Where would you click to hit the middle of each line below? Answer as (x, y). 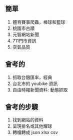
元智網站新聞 (25, 34)
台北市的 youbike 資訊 (35, 83)
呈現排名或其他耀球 (32, 126)
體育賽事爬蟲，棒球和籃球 (39, 22)
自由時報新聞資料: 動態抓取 (40, 89)
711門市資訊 (24, 40)
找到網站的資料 (28, 120)
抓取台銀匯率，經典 (32, 77)
